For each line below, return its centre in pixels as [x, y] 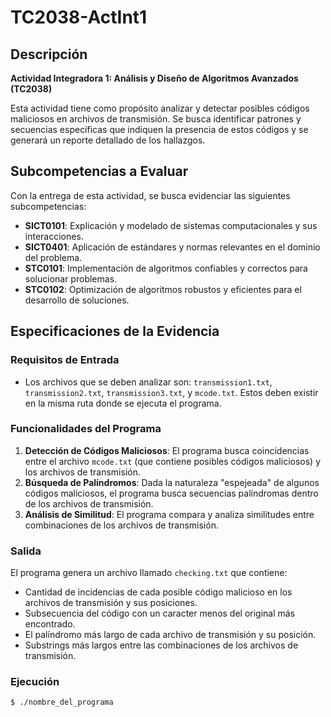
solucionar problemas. [71, 278]
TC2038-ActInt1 [79, 17]
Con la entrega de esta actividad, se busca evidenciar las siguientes [150, 195]
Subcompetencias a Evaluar [99, 171]
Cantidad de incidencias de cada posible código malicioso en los [158, 592]
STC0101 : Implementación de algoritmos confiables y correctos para [166, 268]
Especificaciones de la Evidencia [115, 331]
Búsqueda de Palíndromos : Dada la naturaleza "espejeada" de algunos [172, 482]
